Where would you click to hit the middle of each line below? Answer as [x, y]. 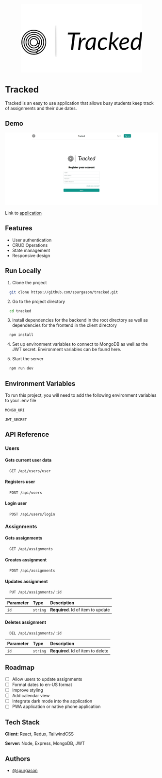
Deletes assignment [26, 622]
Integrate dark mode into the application [52, 701]
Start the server [28, 359]
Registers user [20, 482]
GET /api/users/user [30, 471]
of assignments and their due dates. [41, 108]
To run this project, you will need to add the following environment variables [81, 395]
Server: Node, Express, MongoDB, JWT [45, 743]
